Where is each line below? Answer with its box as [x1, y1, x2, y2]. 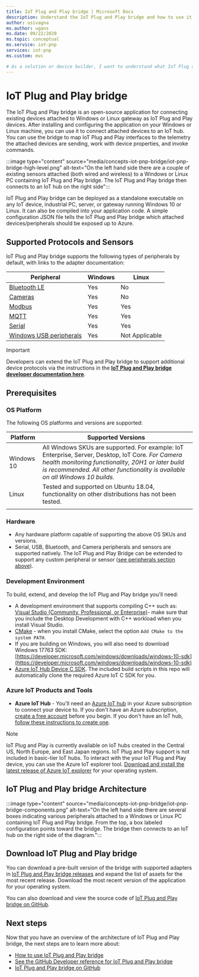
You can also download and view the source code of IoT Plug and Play [6, 895, 178, 902]
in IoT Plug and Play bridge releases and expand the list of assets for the [6, 870, 183, 878]
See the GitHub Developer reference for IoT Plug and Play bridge [14, 958, 173, 965]
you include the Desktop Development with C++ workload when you [14, 615, 182, 622]
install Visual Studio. [14, 621, 65, 628]
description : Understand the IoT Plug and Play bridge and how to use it [6, 14, 192, 20]
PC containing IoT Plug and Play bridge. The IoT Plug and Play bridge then [6, 177, 187, 184]
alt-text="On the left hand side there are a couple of [63, 164, 190, 171]
